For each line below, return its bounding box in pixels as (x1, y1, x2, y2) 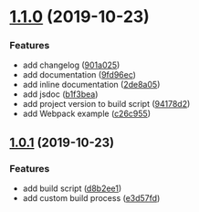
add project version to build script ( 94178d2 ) (22, 99, 191, 110)
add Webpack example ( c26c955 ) (22, 108, 151, 120)
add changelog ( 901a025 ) (22, 59, 120, 70)
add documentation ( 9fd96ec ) (22, 69, 137, 80)
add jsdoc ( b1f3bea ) (22, 89, 99, 100)
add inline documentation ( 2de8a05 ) (22, 79, 161, 90)
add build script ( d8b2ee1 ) (22, 183, 122, 194)
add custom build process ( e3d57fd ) (22, 193, 161, 204)
